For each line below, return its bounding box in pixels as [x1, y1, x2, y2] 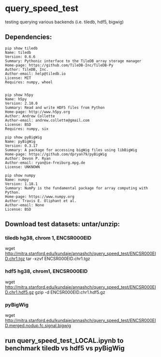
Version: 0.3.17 [5, 143, 38, 148]
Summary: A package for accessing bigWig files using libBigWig [5, 147, 137, 153]
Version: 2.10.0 [5, 101, 38, 106]
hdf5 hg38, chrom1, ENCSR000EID [5, 268, 88, 275]
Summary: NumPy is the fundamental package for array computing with [5, 186, 148, 190]
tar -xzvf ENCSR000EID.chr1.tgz [26, 256, 90, 262]
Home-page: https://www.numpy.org [5, 194, 75, 199]
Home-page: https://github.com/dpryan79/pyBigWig [5, 152, 107, 156]
